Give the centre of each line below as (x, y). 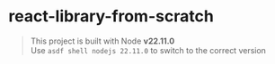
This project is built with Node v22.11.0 (102, 41)
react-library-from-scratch (111, 16)
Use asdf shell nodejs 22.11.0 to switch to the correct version (148, 50)
